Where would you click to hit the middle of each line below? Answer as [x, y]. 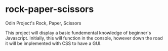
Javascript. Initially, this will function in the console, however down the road [84, 38]
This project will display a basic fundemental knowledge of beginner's [78, 32]
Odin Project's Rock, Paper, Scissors [43, 23]
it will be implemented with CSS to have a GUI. [54, 43]
